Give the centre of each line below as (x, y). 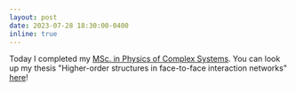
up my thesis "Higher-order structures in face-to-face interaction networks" (148, 68)
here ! (19, 78)
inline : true (33, 34)
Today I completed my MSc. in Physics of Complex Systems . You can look (145, 59)
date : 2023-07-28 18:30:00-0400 (69, 26)
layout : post (33, 17)
